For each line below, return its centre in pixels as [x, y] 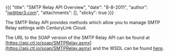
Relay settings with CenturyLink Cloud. [46, 28]
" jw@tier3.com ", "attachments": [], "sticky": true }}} [59, 13]
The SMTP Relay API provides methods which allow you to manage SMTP [83, 22]
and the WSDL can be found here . [128, 48]
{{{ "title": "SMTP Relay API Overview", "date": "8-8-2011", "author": [77, 7]
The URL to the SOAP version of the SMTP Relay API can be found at [78, 38]
